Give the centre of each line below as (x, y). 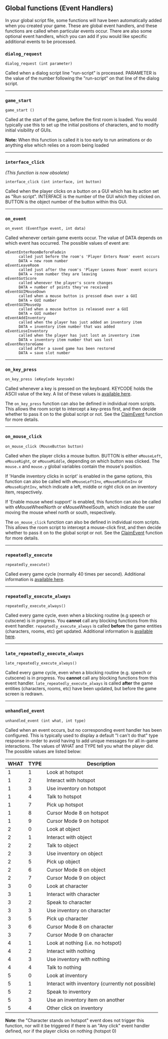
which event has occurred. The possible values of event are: (67, 243)
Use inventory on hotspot (76, 788)
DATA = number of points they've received (63, 287)
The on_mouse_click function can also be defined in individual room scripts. (83, 522)
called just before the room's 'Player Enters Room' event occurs (89, 257)
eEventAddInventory (25, 318)
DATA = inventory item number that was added (66, 327)
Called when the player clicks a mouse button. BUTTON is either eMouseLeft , (84, 455)
